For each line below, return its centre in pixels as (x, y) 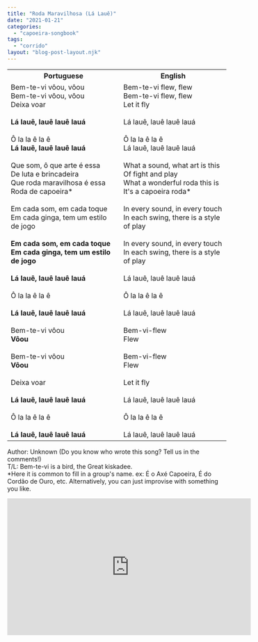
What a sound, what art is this (172, 165)
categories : (24, 26)
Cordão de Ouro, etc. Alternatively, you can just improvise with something (113, 481)
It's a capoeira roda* (157, 191)
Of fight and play (151, 174)
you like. (19, 488)
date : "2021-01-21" (35, 20)
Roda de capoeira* (42, 191)
